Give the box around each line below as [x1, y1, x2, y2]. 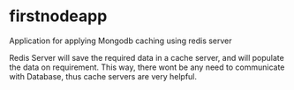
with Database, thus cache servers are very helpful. [9, 71, 197, 81]
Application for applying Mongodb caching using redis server [9, 35, 232, 46]
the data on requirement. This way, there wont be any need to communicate [9, 62, 285, 72]
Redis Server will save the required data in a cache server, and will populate [9, 52, 284, 63]
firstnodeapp [9, 6, 108, 26]
